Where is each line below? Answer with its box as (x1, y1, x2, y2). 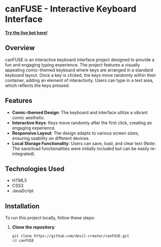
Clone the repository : (12, 224, 56, 230)
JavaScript (12, 188, 34, 194)
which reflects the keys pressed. (5, 82, 70, 88)
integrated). (12, 150, 36, 156)
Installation (5, 202, 40, 210)
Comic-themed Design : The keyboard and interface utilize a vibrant (12, 109, 148, 115)
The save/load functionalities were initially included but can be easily (12, 146, 149, 151)
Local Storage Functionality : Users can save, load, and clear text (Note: (12, 140, 156, 146)
